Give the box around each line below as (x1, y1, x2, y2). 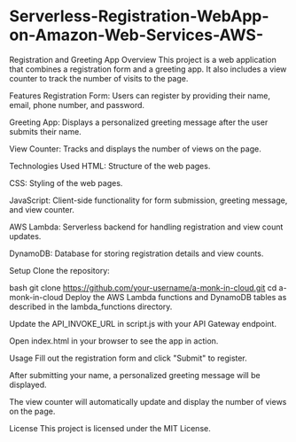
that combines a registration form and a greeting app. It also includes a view (9, 64, 287, 74)
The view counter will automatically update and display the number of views (9, 396, 287, 407)
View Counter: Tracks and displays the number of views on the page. (9, 143, 261, 154)
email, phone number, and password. (9, 99, 144, 110)
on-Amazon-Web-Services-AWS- (9, 25, 264, 45)
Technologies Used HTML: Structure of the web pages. (9, 160, 211, 171)
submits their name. (9, 126, 82, 136)
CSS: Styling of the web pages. (9, 177, 123, 188)
